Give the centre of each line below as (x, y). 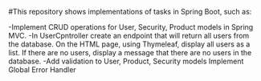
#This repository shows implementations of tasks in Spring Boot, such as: (130, 12)
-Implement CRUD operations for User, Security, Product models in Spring (131, 27)
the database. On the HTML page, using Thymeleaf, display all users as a (129, 44)
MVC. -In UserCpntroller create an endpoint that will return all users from (129, 36)
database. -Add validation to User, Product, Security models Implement (126, 61)
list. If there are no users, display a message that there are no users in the (130, 53)
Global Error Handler (42, 70)
